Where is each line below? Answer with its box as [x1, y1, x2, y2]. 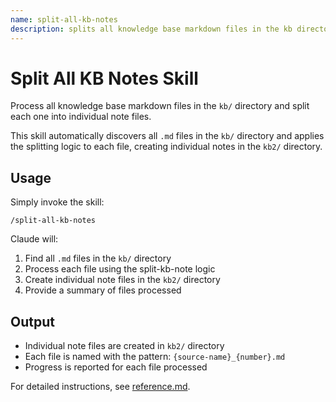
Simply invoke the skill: [10, 196, 105, 208]
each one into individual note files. [10, 111, 152, 123]
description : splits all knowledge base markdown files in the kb [10, 24, 293, 34]
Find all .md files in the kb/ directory [24, 252, 172, 265]
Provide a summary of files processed [24, 284, 182, 296]
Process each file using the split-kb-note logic [24, 263, 216, 275]
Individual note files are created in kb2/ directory [24, 340, 225, 352]
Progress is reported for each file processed [24, 361, 208, 373]
